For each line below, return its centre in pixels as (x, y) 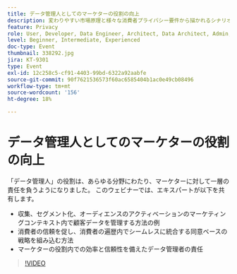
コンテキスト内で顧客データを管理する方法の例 (92, 222)
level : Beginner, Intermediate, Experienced (74, 40)
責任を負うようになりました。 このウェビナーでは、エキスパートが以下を (113, 190)
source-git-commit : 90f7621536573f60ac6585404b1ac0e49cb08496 (101, 79)
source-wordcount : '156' (44, 93)
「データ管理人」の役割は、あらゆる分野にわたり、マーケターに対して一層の (119, 181)
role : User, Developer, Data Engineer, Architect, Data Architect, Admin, (120, 34)
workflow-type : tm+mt (39, 86)
